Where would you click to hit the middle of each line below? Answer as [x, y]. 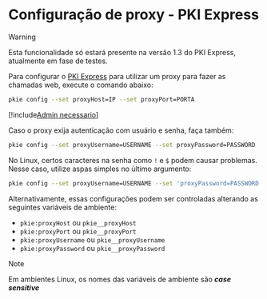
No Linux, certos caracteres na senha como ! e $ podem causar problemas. [133, 160]
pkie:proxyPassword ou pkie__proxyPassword [92, 248]
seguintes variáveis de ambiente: [63, 207]
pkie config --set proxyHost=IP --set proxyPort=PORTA [102, 99]
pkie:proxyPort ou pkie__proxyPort [78, 231]
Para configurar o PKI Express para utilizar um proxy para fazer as [117, 76]
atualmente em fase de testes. [58, 61]
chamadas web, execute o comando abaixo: [81, 85]
